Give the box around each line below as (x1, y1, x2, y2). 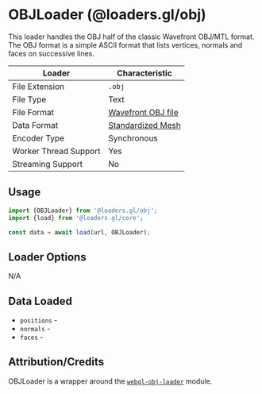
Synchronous (108, 133, 159, 144)
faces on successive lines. (8, 48, 95, 58)
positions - (19, 315, 58, 325)
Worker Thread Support (12, 145, 101, 156)
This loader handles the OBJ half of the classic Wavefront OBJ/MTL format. (8, 32, 255, 41)
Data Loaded (8, 294, 73, 307)
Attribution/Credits (8, 355, 105, 369)
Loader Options (8, 250, 87, 264)
